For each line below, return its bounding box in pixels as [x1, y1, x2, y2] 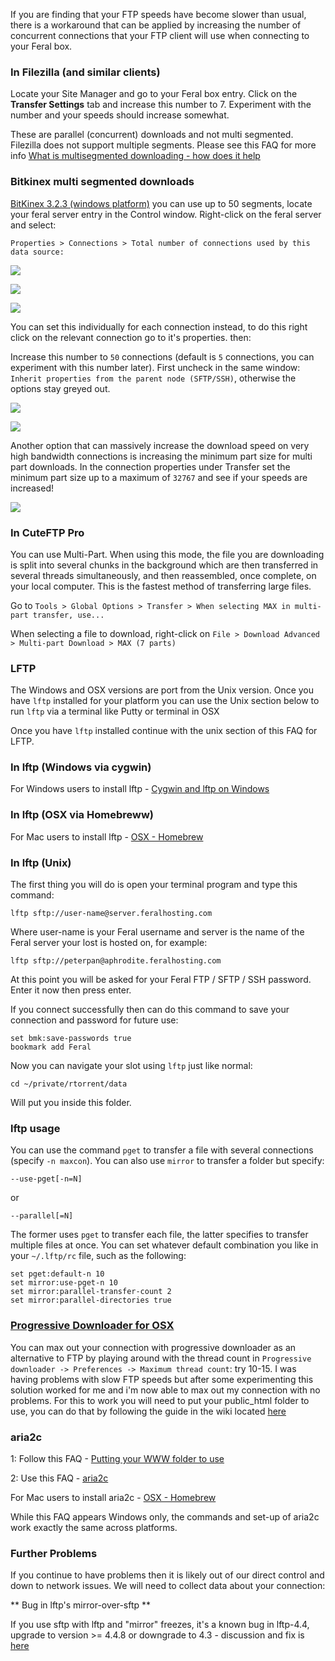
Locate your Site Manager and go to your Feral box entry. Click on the [10, 88, 298, 100]
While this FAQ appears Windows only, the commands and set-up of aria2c [10, 1510, 320, 1523]
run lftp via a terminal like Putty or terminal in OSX [10, 705, 220, 718]
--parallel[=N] [10, 1211, 74, 1221]
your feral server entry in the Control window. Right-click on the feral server [10, 208, 322, 220]
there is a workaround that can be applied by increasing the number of [10, 19, 302, 31]
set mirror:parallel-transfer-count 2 [10, 1287, 172, 1297]
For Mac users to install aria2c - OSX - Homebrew [10, 1491, 217, 1503]
